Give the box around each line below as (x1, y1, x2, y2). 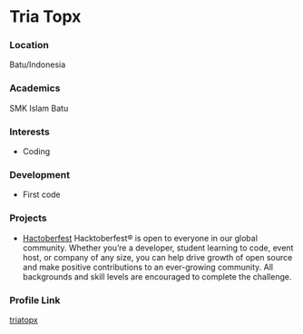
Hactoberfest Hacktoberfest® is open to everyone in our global (22, 232, 259, 243)
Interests (9, 125, 50, 138)
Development (9, 169, 71, 181)
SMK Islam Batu (9, 103, 69, 113)
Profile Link (9, 293, 61, 306)
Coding (22, 146, 51, 157)
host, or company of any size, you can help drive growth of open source (22, 251, 293, 262)
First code (22, 189, 61, 201)
